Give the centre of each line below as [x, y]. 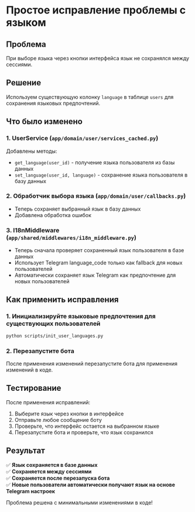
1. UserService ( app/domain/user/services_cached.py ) [82, 138]
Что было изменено [45, 121]
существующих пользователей [53, 324]
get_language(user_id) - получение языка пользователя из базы [95, 162]
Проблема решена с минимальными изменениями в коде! [80, 502]
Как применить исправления [62, 300]
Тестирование [34, 388]
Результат [26, 451]
